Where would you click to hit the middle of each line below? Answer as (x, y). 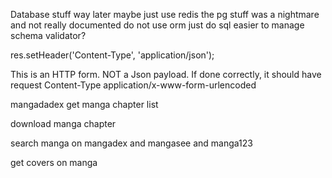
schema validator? (48, 35)
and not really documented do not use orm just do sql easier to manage (157, 25)
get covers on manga (54, 162)
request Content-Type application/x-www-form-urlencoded (133, 85)
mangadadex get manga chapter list (84, 104)
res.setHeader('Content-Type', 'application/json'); (112, 55)
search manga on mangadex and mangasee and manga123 (131, 143)
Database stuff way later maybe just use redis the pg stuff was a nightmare (165, 14)
